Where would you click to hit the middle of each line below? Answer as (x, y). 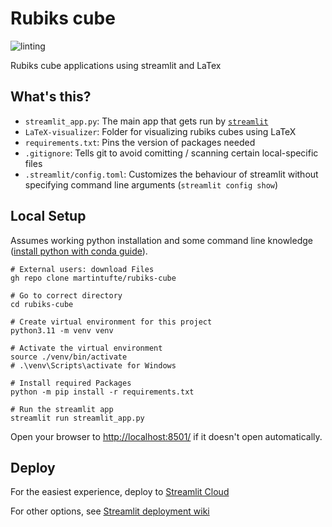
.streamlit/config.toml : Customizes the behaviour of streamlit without (171, 174)
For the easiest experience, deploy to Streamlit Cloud (120, 492)
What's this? (51, 97)
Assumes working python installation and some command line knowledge (161, 240)
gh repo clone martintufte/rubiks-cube (93, 278)
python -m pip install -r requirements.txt (102, 392)
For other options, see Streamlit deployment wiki (110, 511)
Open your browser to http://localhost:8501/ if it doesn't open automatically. (166, 436)
